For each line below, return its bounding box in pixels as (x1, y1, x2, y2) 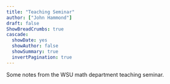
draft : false (6, 20, 40, 26)
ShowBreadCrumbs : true (6, 26, 64, 32)
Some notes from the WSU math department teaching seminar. (6, 71, 165, 78)
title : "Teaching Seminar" (6, 9, 75, 15)
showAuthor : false (12, 43, 59, 49)
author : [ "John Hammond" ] (6, 15, 72, 21)
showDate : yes (12, 37, 48, 43)
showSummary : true (12, 49, 59, 55)
